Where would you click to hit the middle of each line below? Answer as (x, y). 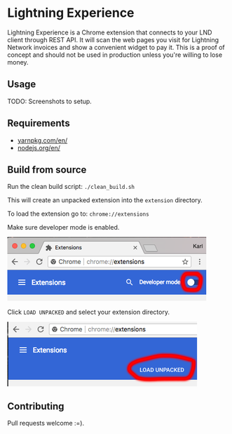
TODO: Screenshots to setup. (50, 101)
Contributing (36, 406)
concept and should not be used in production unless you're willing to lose (115, 55)
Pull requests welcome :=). (46, 423)
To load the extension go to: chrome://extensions (78, 214)
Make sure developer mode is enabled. (63, 228)
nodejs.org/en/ (39, 147)
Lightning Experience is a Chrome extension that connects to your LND (110, 32)
